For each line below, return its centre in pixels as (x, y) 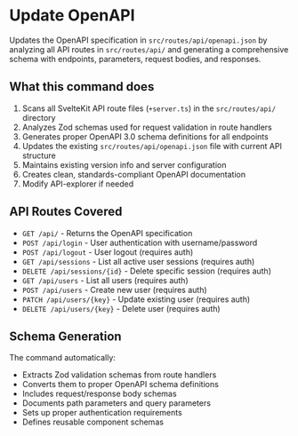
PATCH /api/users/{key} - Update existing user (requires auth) (136, 299)
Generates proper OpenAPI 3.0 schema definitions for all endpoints (145, 136)
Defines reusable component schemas (93, 422)
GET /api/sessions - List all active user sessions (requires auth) (138, 261)
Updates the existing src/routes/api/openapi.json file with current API (152, 146)
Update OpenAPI (72, 16)
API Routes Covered (66, 212)
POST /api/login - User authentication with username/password (140, 242)
